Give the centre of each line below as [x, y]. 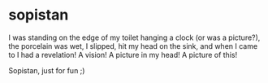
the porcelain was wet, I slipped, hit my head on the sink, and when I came [133, 46]
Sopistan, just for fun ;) [47, 70]
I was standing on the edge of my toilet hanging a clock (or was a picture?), [134, 37]
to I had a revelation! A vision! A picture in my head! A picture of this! [123, 55]
